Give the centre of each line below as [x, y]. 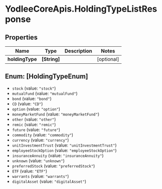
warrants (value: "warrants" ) [40, 176]
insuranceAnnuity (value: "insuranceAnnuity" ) [58, 155]
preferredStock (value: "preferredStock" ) [54, 166]
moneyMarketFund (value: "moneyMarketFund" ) [56, 114]
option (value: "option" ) [36, 109]
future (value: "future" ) [36, 130]
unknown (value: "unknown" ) [38, 161]
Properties [21, 37]
